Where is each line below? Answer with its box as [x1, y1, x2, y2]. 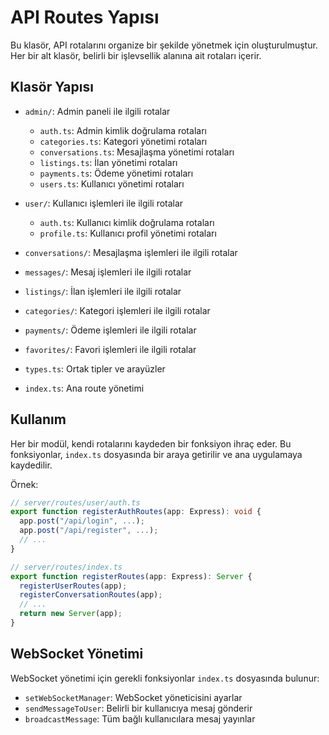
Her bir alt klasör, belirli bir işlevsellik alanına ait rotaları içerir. [10, 49, 262, 61]
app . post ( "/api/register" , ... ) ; [19, 526, 159, 536]
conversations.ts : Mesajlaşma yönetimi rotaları [39, 146, 235, 158]
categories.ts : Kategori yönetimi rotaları [39, 135, 208, 147]
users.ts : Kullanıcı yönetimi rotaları [39, 177, 185, 190]
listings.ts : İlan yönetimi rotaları [39, 156, 178, 168]
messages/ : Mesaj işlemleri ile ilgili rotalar [24, 266, 192, 278]
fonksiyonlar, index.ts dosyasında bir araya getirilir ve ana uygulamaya [10, 448, 303, 460]
